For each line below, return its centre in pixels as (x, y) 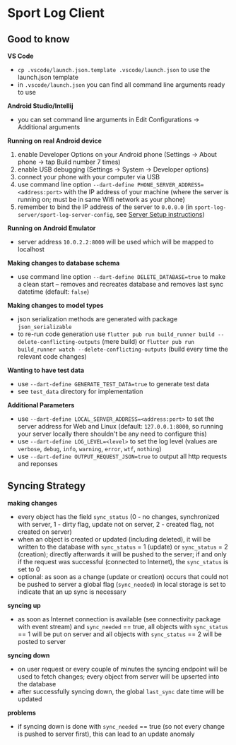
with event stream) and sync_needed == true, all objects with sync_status (123, 626)
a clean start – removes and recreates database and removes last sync (120, 284)
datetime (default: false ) (53, 292)
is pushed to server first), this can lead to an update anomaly (106, 734)
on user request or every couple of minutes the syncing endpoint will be (122, 669)
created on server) (45, 532)
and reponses (37, 464)
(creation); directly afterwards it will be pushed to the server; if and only (122, 554)
